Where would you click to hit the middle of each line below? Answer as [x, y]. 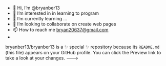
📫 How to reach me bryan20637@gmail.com [60, 30]
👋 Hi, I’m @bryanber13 [36, 8]
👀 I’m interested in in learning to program [56, 13]
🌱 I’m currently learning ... [40, 19]
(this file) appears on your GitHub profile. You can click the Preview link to [83, 53]
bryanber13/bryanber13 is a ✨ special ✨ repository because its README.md [82, 47]
